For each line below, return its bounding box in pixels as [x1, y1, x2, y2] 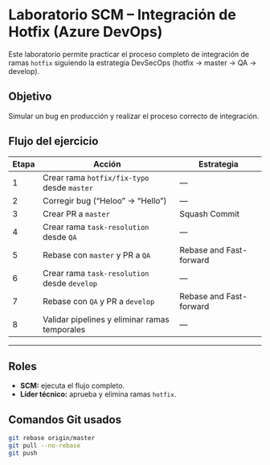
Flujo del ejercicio [8, 134, 99, 148]
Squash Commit [179, 208, 239, 219]
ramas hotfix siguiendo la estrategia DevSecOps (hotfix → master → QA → [8, 58, 257, 68]
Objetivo [8, 90, 52, 104]
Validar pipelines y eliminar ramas [43, 314, 170, 325]
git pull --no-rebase [8, 442, 81, 450]
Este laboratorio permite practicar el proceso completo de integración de [8, 49, 250, 59]
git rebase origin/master [8, 434, 95, 442]
